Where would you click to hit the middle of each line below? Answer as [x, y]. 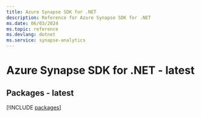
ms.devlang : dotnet [31, 35]
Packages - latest [40, 93]
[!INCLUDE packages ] [34, 108]
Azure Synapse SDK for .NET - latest [100, 70]
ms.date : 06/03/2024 [33, 23]
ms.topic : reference [33, 29]
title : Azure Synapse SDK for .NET [51, 12]
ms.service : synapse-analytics [46, 40]
